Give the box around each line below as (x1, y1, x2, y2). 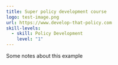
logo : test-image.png (6, 14, 60, 20)
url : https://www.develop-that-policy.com (6, 19, 112, 25)
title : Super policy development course (6, 8, 107, 15)
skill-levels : (6, 25, 41, 31)
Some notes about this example (6, 53, 83, 59)
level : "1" (17, 36, 44, 42)
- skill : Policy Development (11, 31, 83, 37)
